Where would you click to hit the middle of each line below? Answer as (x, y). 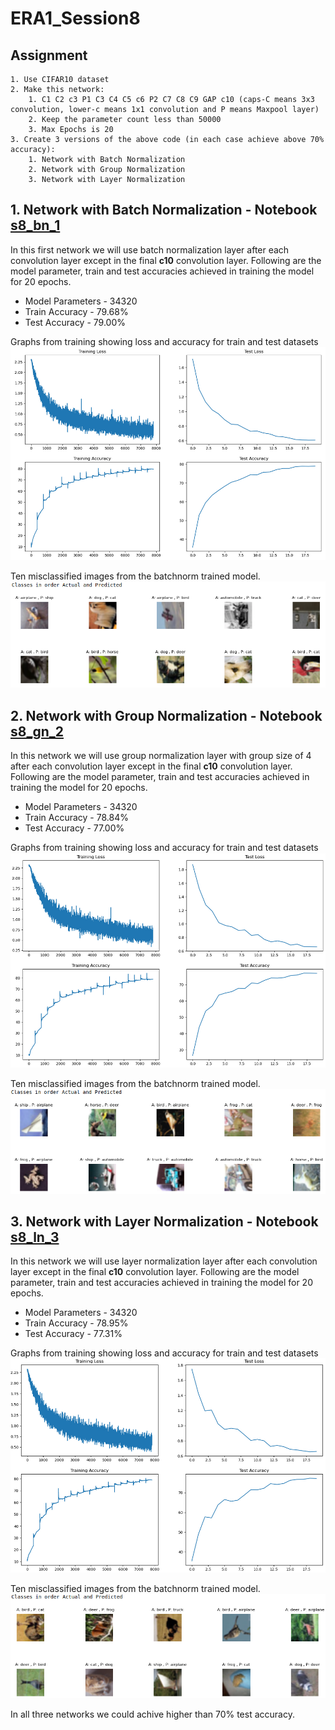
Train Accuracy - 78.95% (76, 1323)
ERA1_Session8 (75, 18)
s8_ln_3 (35, 1237)
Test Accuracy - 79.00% (75, 322)
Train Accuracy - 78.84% (76, 818)
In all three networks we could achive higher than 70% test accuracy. (152, 1714)
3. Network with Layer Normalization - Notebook (164, 1222)
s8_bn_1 (35, 225)
